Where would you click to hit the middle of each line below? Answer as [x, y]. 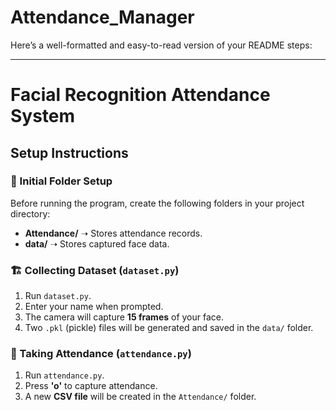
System [43, 116]
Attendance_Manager [102, 17]
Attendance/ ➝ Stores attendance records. [113, 233]
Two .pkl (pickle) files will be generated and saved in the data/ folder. [169, 328]
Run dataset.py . [58, 296]
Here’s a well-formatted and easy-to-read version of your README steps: [161, 45]
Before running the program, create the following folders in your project [157, 203]
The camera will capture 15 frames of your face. [124, 317]
